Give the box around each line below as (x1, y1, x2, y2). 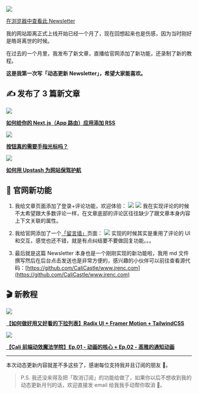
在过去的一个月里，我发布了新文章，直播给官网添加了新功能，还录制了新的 (6, 50, 187, 57)
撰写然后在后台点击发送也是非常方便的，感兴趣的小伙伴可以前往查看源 (14, 257, 186, 264)
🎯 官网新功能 (6, 185, 52, 196)
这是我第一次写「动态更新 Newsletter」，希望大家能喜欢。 (6, 70, 146, 77)
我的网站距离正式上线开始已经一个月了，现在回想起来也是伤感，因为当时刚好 (6, 30, 192, 37)
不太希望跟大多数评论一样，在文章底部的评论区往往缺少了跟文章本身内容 (14, 210, 190, 217)
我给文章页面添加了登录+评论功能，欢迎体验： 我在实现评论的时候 (14, 202, 190, 209)
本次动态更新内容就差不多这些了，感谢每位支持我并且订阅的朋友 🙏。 (6, 362, 171, 369)
